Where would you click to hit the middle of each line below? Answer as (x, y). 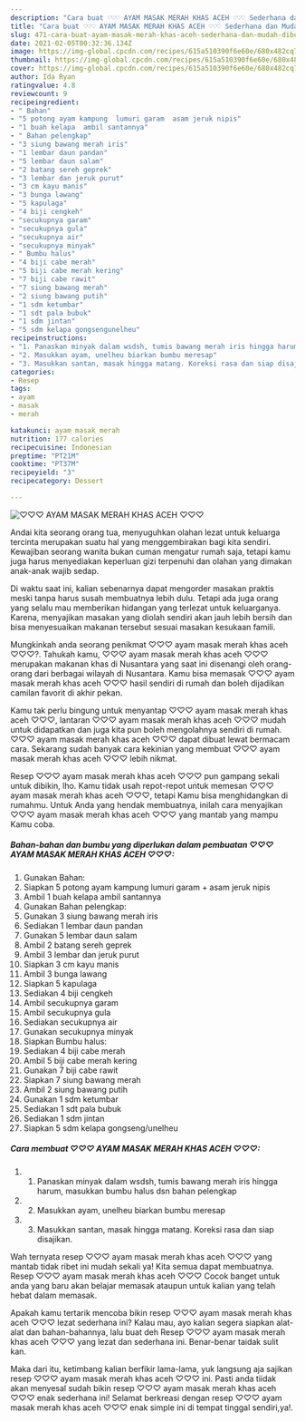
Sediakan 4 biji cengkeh (68, 993)
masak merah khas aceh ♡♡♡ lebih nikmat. (94, 758)
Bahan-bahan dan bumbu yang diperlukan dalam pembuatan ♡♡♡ (142, 845)
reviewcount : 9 (39, 93)
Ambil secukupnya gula (67, 1012)
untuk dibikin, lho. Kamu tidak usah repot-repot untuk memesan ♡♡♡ (142, 785)
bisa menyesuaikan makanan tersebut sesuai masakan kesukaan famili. (143, 627)
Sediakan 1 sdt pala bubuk (72, 1108)
